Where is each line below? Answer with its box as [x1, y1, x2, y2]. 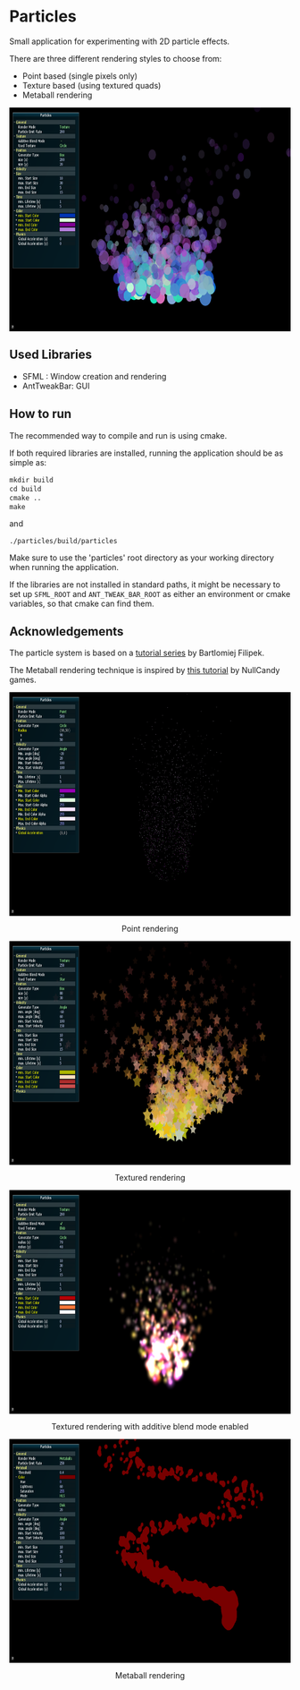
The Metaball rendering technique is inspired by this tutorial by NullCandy [9, 665, 280, 676]
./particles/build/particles [9, 536, 118, 545]
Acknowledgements [9, 624, 124, 639]
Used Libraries [9, 347, 92, 363]
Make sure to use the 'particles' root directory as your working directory [9, 552, 275, 563]
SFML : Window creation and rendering [21, 371, 167, 381]
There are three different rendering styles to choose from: [9, 53, 222, 64]
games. [9, 674, 37, 686]
